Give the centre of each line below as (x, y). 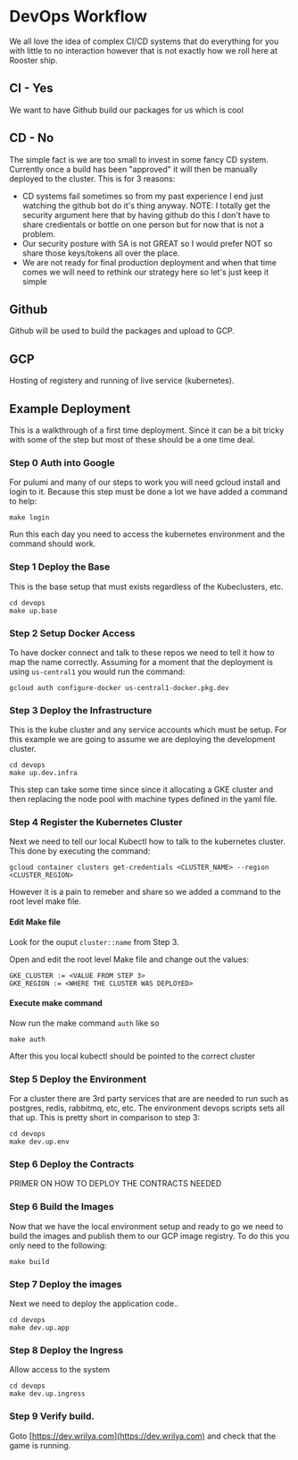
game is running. (40, 1445)
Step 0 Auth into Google (62, 462)
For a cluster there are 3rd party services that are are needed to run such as (149, 1099)
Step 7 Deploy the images (66, 1284)
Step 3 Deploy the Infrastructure (81, 710)
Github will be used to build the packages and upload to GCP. (122, 331)
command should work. (53, 544)
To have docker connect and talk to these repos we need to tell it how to (142, 652)
